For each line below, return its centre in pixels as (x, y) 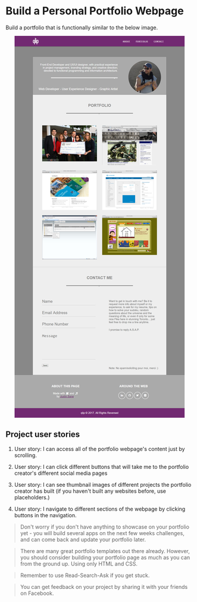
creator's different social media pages (61, 473)
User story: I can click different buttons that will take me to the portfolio (101, 467)
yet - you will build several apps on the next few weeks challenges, (102, 533)
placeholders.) (32, 497)
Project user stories (43, 435)
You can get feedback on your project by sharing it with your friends (104, 586)
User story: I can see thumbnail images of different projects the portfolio (103, 484)
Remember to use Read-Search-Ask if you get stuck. (85, 575)
